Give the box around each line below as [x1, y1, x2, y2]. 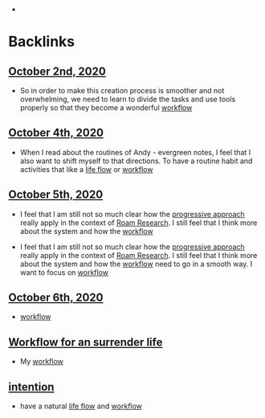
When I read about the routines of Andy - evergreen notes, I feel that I [19, 147, 251, 157]
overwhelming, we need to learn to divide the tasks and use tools [19, 94, 236, 104]
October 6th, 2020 [8, 291, 104, 305]
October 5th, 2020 [8, 188, 104, 202]
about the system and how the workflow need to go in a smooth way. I [19, 259, 253, 268]
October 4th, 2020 [8, 126, 104, 140]
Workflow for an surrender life [8, 335, 163, 349]
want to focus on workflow [19, 267, 109, 277]
